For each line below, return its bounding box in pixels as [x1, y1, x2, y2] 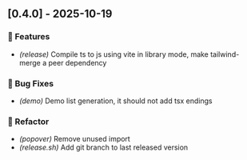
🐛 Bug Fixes [7, 78, 54, 89]
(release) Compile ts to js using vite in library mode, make [18, 49, 209, 59]
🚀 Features [7, 31, 50, 42]
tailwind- [209, 49, 240, 59]
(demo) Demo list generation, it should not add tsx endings [18, 96, 213, 106]
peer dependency [48, 58, 107, 67]
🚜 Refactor [7, 116, 50, 127]
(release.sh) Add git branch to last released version [18, 142, 189, 152]
